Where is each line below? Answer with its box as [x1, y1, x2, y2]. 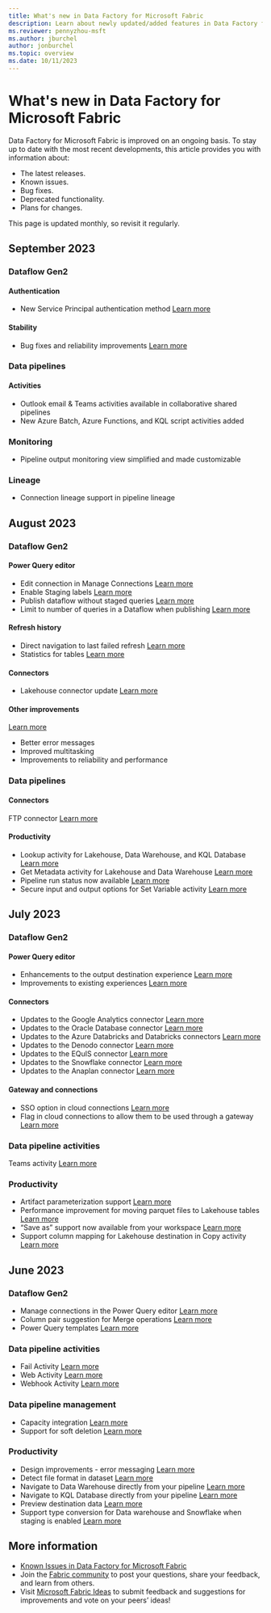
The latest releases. [19, 168, 86, 178]
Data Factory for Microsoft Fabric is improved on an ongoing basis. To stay [8, 135, 256, 145]
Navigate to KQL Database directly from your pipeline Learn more [19, 1490, 238, 1500]
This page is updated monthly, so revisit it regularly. [8, 218, 180, 228]
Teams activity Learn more [8, 1158, 98, 1168]
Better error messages [19, 738, 95, 748]
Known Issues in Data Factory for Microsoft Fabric [19, 1560, 187, 1570]
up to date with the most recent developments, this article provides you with [8, 144, 261, 154]
